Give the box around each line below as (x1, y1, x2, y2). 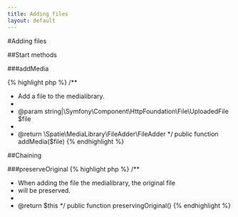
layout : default (7, 17, 56, 24)
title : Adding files (7, 10, 69, 18)
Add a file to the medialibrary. (17, 92, 105, 100)
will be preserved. (17, 186, 71, 194)
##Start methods (7, 51, 57, 59)
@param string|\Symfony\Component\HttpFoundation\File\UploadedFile (17, 107, 229, 115)
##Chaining (7, 151, 42, 159)
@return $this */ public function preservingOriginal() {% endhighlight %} (17, 201, 232, 210)
